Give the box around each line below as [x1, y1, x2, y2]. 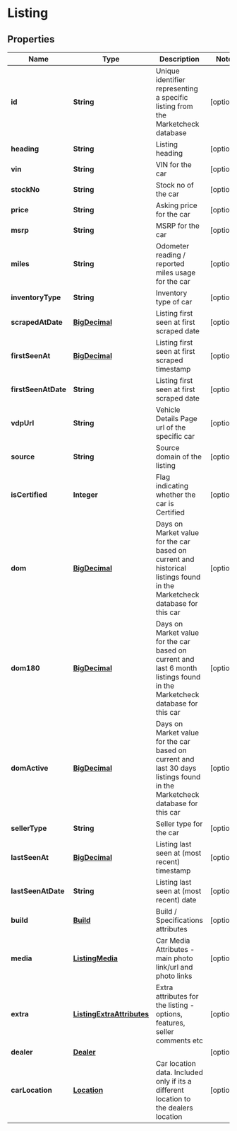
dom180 [11, 663, 40, 673]
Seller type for [155, 819, 203, 829]
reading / [155, 250, 186, 260]
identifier [155, 75, 186, 84]
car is [155, 499, 174, 508]
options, [155, 1009, 183, 1018]
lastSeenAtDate [11, 886, 65, 896]
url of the [155, 423, 186, 432]
